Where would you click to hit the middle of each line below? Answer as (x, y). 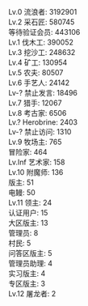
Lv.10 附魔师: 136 (36, 172)
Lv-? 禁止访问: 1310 (40, 132)
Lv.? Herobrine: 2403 (43, 122)
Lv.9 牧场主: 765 (35, 142)
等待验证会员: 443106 (44, 32)
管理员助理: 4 (31, 263)
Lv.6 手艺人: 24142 (39, 83)
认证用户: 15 (28, 212)
